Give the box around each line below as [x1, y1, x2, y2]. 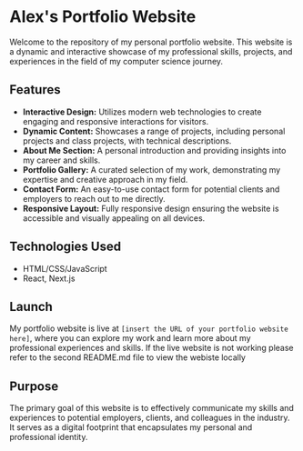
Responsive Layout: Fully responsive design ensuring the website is [22, 203, 279, 214]
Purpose [9, 378, 59, 394]
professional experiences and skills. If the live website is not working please [9, 343, 294, 354]
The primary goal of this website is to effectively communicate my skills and [9, 403, 294, 414]
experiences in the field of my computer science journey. [9, 55, 224, 66]
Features [9, 82, 61, 97]
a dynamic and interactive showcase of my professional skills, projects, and [9, 45, 293, 56]
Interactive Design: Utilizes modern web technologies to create [22, 106, 262, 117]
